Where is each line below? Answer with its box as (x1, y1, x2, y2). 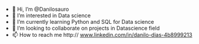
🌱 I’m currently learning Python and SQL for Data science (11, 18, 154, 25)
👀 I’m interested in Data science (11, 12, 91, 19)
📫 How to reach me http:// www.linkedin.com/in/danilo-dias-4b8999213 (11, 32, 193, 38)
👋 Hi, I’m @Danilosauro (11, 6, 69, 12)
